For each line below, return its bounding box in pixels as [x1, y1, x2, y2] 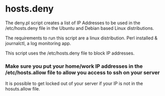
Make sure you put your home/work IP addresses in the [5, 63, 143, 70]
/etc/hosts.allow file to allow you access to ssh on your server [5, 69, 160, 76]
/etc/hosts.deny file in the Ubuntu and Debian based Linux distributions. [5, 25, 154, 31]
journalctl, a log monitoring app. [5, 40, 71, 46]
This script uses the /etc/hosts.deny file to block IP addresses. [5, 50, 135, 56]
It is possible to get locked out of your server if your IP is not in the [5, 80, 143, 86]
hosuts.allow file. [5, 86, 40, 92]
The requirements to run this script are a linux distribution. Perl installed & [5, 35, 157, 41]
